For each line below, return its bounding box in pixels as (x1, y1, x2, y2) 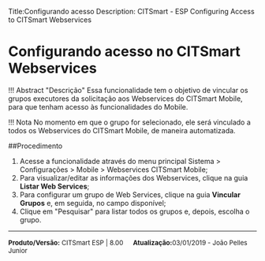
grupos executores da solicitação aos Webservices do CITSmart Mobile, (8, 94, 243, 103)
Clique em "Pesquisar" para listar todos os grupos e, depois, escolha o (19, 207, 250, 216)
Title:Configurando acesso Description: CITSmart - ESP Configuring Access (8, 7, 255, 16)
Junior (8, 246, 28, 255)
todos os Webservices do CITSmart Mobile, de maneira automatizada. (8, 125, 236, 135)
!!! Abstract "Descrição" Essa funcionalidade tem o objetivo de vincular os (8, 85, 248, 95)
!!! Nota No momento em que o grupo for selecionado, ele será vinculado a (8, 117, 251, 127)
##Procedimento (8, 141, 63, 151)
